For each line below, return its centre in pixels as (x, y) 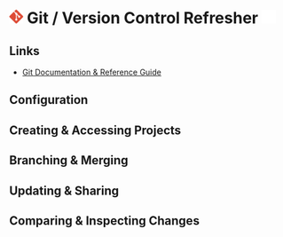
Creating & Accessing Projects (95, 130)
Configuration (49, 100)
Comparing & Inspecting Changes (104, 221)
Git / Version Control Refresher (142, 18)
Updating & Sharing (64, 190)
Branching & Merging (69, 160)
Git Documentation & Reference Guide (91, 72)
